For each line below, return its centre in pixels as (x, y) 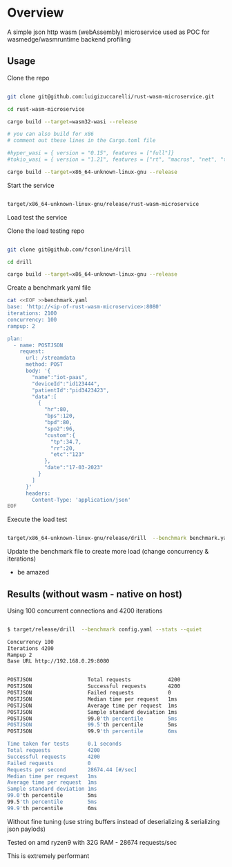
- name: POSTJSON (38, 345)
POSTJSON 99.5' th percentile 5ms (92, 725)
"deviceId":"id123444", (66, 384)
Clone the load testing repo (46, 231)
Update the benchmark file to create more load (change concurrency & (108, 552)
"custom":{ (60, 435)
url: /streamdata (50, 358)
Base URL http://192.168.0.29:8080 (58, 661)
